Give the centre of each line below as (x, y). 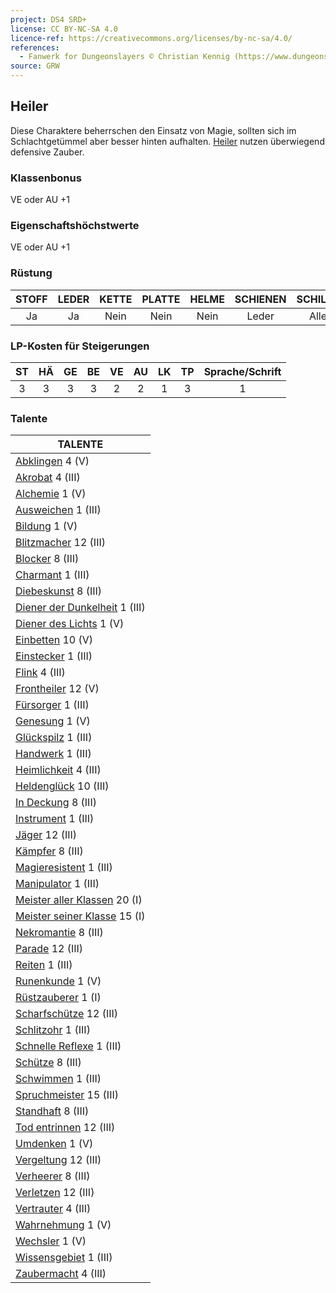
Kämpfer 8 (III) (49, 851)
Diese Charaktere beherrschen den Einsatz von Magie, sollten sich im (153, 130)
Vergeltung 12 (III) (58, 1160)
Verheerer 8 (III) (53, 1176)
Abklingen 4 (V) (52, 461)
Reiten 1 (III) (44, 965)
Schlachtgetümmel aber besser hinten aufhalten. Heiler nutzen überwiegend (167, 141)
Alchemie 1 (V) (51, 494)
